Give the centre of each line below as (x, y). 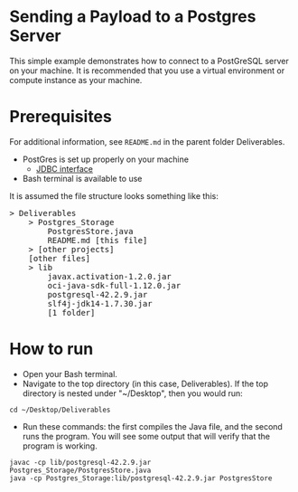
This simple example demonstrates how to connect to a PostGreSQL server (149, 61)
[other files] (60, 258)
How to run (51, 349)
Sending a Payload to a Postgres (133, 17)
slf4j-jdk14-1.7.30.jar (100, 303)
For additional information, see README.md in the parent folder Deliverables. (147, 141)
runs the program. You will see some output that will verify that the (146, 436)
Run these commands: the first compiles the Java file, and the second (152, 426)
